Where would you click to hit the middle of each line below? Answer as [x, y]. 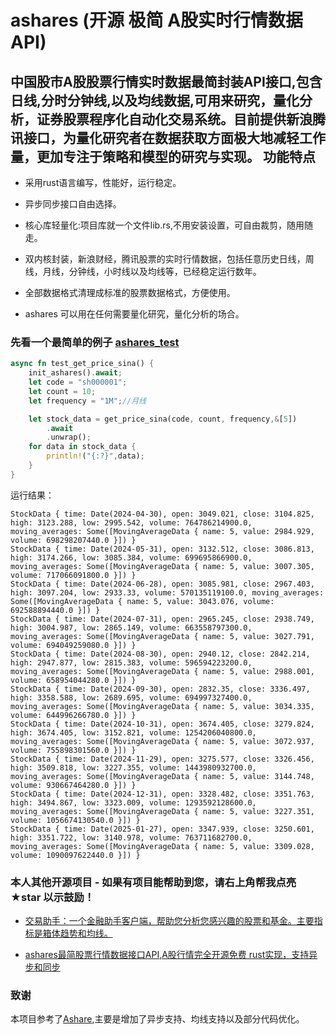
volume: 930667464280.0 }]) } [73, 785]
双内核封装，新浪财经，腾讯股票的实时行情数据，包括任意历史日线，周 [169, 259]
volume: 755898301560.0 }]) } [73, 750]
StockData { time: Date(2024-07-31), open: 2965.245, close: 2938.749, [162, 619]
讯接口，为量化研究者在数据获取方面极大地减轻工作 [168, 137]
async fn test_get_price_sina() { [82, 364]
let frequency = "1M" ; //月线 [87, 401]
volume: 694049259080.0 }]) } [73, 645]
